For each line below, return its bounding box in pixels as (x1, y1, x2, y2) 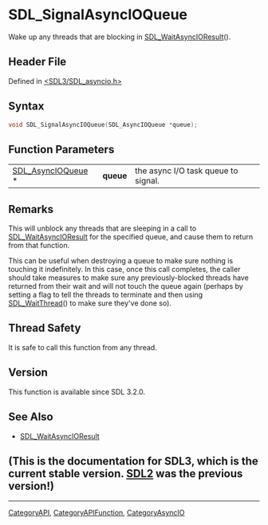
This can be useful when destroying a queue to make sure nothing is (8, 256, 234, 266)
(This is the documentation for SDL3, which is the (8, 454, 259, 468)
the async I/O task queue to (135, 165, 238, 176)
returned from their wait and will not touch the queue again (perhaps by (8, 282, 243, 291)
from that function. (8, 241, 70, 251)
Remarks (8, 202, 54, 216)
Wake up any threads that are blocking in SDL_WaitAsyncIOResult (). (8, 32, 231, 41)
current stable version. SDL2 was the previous (8, 467, 243, 480)
